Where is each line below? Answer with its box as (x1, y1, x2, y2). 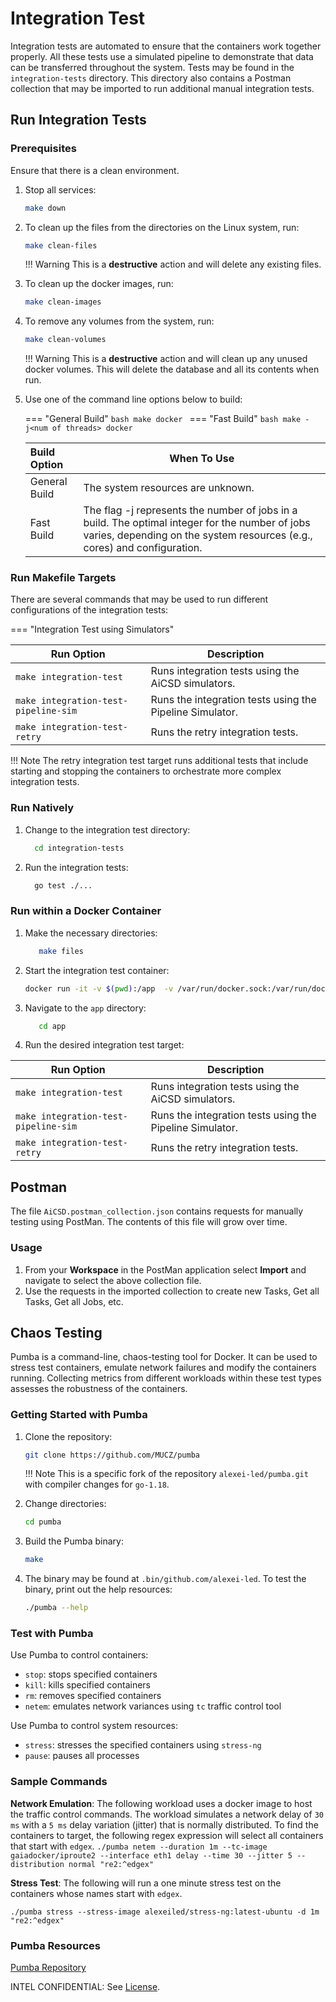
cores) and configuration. (83, 541, 203, 555)
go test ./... (34, 880, 93, 891)
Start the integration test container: (24, 964, 170, 976)
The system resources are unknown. (83, 481, 255, 495)
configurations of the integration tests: (10, 604, 169, 616)
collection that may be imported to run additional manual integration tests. (10, 82, 315, 94)
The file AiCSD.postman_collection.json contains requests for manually (10, 1205, 304, 1217)
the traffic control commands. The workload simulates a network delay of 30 (10, 1808, 324, 1820)
